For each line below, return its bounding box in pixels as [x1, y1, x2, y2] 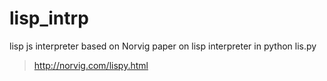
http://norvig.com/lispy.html [33, 59, 149, 71]
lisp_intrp [9, 7, 89, 30]
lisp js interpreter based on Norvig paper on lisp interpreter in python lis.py [9, 40, 317, 52]
